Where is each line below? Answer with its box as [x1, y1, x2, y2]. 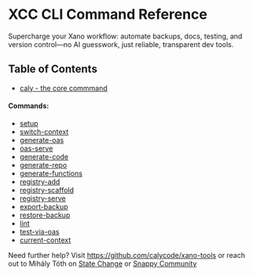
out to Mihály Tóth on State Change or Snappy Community [8, 259, 197, 268]
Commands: [8, 101, 49, 111]
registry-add [19, 176, 60, 186]
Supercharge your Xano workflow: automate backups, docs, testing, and [8, 31, 243, 41]
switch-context [19, 127, 69, 136]
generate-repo [19, 160, 68, 169]
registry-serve [19, 194, 66, 203]
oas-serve [19, 143, 53, 153]
